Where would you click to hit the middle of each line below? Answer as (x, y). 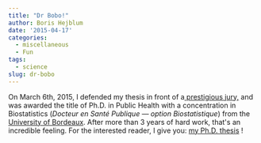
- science (31, 67)
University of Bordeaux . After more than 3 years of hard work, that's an (125, 122)
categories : (28, 38)
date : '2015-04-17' (40, 30)
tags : (17, 60)
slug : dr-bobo (32, 74)
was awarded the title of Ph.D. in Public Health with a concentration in (122, 105)
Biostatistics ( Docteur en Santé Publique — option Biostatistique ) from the (129, 113)
